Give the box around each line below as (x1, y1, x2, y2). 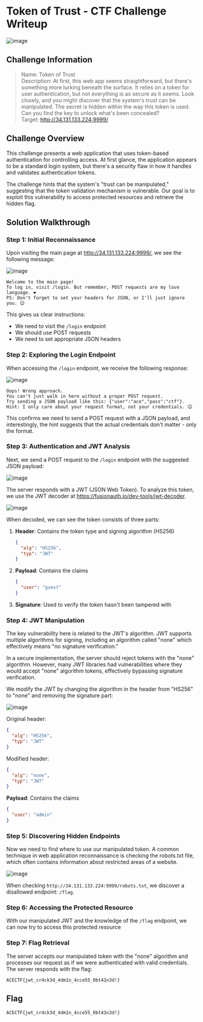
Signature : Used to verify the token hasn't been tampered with (14, 601, 172, 608)
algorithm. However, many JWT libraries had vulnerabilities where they (6, 661, 182, 668)
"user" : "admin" (11, 812, 53, 818)
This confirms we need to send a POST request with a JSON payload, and (6, 414, 190, 421)
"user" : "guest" (21, 584, 62, 591)
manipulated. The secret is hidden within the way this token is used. (21, 103, 190, 110)
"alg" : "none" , (11, 772, 50, 779)
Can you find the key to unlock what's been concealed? (21, 109, 160, 116)
